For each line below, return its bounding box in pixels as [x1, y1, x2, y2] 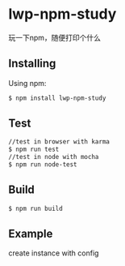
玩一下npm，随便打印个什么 [8, 32, 102, 42]
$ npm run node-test [8, 161, 78, 169]
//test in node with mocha [8, 153, 99, 161]
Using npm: [8, 78, 47, 88]
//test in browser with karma [8, 138, 110, 146]
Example [8, 227, 53, 241]
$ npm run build [8, 204, 63, 212]
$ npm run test [8, 145, 60, 154]
